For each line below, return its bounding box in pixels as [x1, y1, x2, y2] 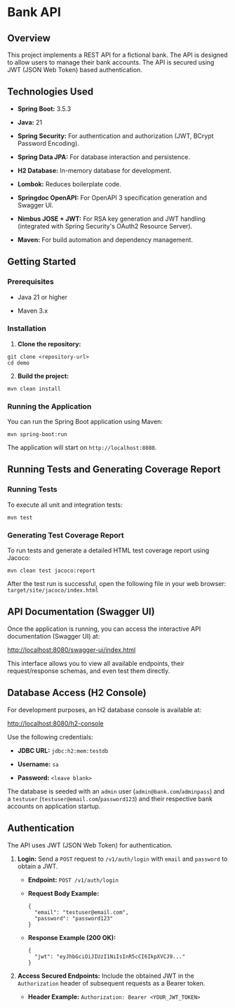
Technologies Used [7, 86, 93, 98]
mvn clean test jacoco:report [7, 567, 96, 575]
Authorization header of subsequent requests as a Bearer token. [17, 979, 206, 987]
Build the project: [17, 372, 69, 380]
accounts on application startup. [7, 802, 101, 810]
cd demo [7, 359, 30, 367]
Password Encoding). [17, 139, 79, 147]
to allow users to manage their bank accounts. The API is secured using [7, 58, 215, 67]
